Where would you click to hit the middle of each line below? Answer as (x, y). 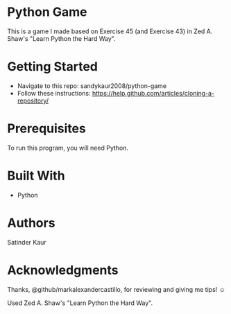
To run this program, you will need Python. (68, 148)
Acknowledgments (63, 270)
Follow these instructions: (54, 93)
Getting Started (53, 67)
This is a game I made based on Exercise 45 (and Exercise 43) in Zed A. (110, 31)
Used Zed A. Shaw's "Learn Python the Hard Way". (80, 303)
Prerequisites (47, 129)
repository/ (33, 101)
